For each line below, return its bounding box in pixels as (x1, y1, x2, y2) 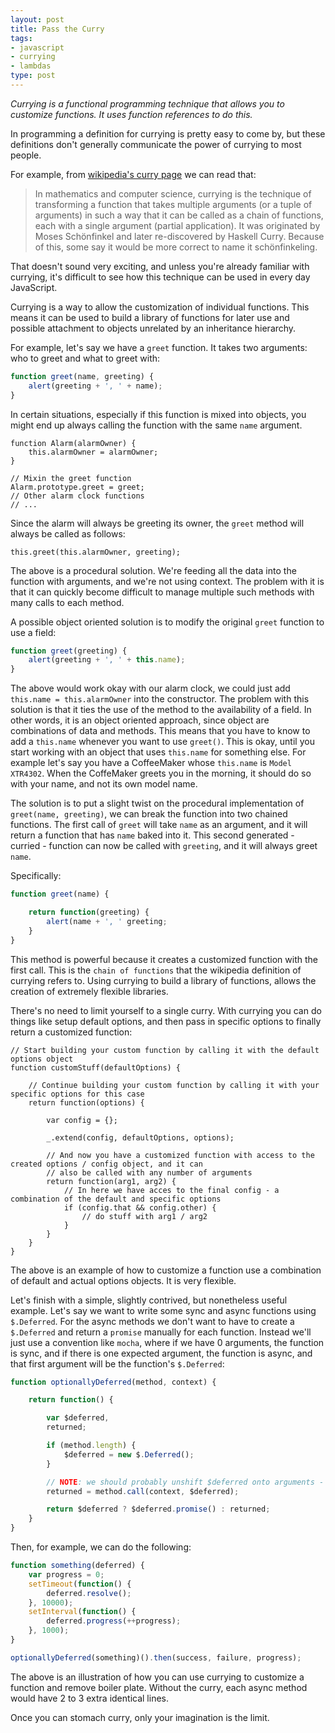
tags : (10, 33, 33, 43)
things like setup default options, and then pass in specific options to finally (10, 1015, 322, 1027)
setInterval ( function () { (28, 1607, 137, 1617)
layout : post (10, 14, 65, 25)
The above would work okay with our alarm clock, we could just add (10, 682, 291, 695)
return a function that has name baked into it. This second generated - (10, 829, 295, 841)
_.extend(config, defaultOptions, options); (46, 1132, 235, 1143)
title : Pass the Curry (10, 24, 105, 34)
